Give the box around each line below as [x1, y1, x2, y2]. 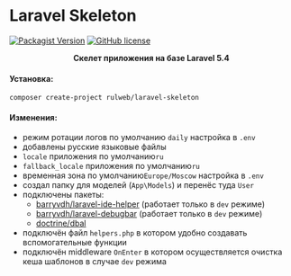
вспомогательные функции [22, 237, 128, 248]
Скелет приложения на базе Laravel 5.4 [73, 52, 230, 63]
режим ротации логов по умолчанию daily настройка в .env [22, 132, 256, 143]
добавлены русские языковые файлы [22, 141, 167, 153]
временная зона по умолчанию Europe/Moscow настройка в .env [22, 170, 264, 181]
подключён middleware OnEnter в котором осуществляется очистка [22, 246, 283, 257]
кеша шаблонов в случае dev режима [22, 256, 167, 267]
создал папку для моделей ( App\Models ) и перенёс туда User [22, 180, 255, 191]
